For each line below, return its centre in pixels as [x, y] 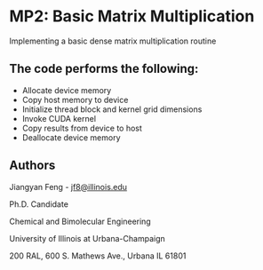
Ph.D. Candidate [39, 204]
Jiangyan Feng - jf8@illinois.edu [68, 187]
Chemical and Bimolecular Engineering [80, 221]
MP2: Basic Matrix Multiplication [132, 16]
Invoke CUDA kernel [59, 118]
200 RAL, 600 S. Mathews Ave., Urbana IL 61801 [98, 256]
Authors [32, 166]
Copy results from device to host [82, 128]
